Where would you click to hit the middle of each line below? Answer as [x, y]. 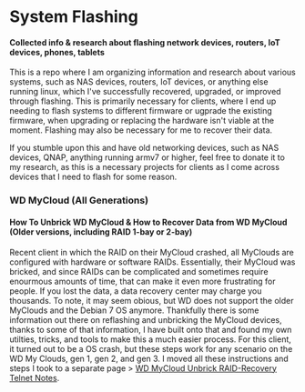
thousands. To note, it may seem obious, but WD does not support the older [152, 300]
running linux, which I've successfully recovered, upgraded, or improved [145, 92]
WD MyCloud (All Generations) [79, 200]
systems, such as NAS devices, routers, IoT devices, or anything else [139, 82]
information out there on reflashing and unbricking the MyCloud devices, [146, 319]
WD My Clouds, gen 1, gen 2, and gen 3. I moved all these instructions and [149, 358]
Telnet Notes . [35, 377]
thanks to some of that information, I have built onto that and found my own [151, 329]
